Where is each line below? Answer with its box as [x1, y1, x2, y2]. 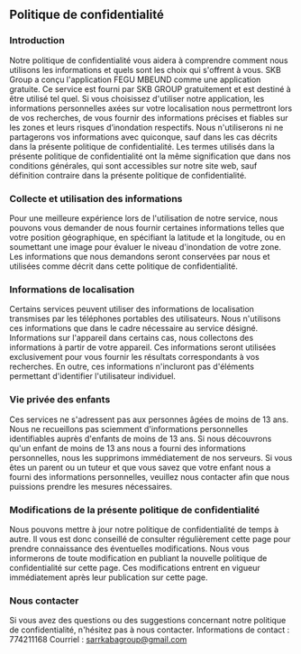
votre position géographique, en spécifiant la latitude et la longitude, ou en [9, 232, 286, 243]
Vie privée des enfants [9, 393, 111, 406]
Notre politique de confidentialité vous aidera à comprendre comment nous [9, 54, 288, 66]
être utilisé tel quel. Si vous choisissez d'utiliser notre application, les [9, 93, 265, 104]
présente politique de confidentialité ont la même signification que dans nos [9, 151, 291, 161]
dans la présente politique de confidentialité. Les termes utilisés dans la [9, 141, 275, 152]
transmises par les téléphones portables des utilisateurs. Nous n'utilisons [9, 313, 281, 324]
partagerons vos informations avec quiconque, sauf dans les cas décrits [9, 131, 278, 143]
